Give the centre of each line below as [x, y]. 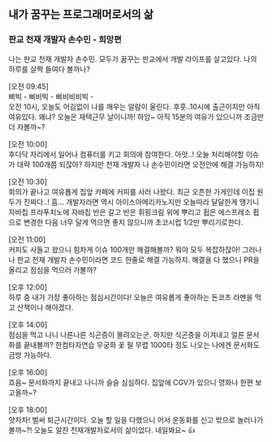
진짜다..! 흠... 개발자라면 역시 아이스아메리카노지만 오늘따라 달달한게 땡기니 [141, 202]
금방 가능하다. [30, 354]
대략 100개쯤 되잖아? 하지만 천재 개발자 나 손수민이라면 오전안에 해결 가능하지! [140, 164]
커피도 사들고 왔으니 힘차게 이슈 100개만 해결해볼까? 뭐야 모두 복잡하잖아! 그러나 [135, 249]
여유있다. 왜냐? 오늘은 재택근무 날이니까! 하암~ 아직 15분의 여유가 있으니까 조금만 [136, 117]
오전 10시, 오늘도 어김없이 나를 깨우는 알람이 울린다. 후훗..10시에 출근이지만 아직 [134, 106]
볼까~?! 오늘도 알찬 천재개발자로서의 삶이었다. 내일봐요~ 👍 [102, 430]
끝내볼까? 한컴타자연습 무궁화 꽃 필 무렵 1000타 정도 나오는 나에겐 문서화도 [141, 345]
